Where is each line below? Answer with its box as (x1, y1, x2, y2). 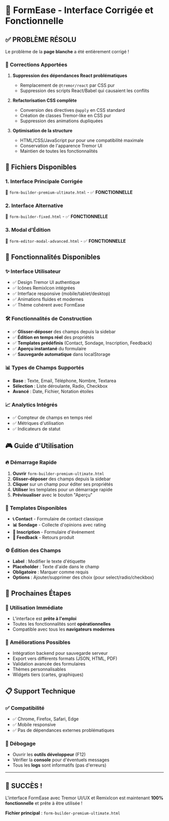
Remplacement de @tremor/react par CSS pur (20, 83, 115, 89)
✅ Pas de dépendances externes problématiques (12, 727, 115, 733)
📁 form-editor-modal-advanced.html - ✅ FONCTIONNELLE (5, 238, 126, 244)
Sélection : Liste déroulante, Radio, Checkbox (12, 383, 108, 389)
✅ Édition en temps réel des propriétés (12, 334, 95, 340)
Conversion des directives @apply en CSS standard (20, 107, 125, 113)
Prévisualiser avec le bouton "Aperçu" (12, 492, 93, 498)
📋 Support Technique (5, 687, 75, 695)
